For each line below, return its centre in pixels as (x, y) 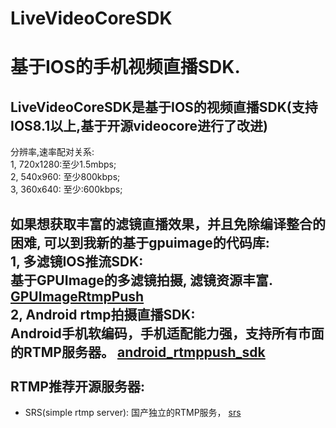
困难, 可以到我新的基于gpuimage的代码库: (140, 242)
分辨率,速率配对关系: (52, 152)
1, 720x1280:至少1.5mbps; (63, 164)
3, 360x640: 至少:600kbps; (66, 189)
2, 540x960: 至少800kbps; (65, 177)
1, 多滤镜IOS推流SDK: (77, 261)
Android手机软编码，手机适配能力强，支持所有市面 (167, 333)
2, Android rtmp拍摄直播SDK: (103, 314)
